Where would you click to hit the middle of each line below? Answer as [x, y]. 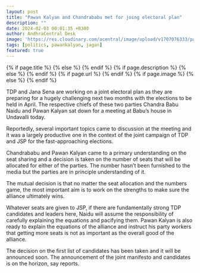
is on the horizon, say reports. [43, 263]
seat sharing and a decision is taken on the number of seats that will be [93, 159]
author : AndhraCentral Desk [41, 34]
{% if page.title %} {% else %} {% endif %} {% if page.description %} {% [96, 67]
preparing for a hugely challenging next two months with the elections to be [99, 98]
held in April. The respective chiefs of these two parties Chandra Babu [92, 104]
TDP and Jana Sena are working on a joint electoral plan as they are [89, 91]
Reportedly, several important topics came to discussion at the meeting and [99, 128]
